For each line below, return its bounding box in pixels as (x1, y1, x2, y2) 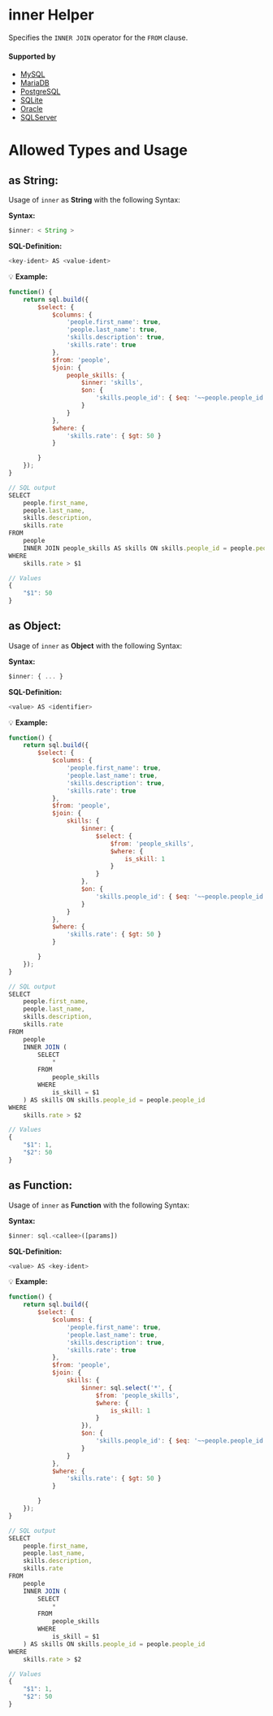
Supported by (8, 51, 56, 61)
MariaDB (19, 78, 50, 88)
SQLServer (19, 112, 58, 123)
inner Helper (8, 6, 95, 24)
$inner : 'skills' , (80, 378, 144, 387)
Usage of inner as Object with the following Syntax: (8, 640, 183, 650)
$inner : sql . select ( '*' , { (80, 1383, 173, 1392)
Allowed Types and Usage (8, 141, 188, 159)
